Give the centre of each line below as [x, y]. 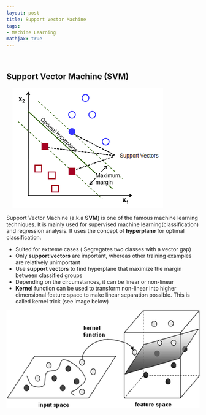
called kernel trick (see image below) [62, 301]
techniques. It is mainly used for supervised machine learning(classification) [103, 224]
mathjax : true [25, 39]
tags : [13, 26]
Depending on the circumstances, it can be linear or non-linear [94, 281]
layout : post [23, 13]
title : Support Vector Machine [46, 19]
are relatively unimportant [48, 262]
